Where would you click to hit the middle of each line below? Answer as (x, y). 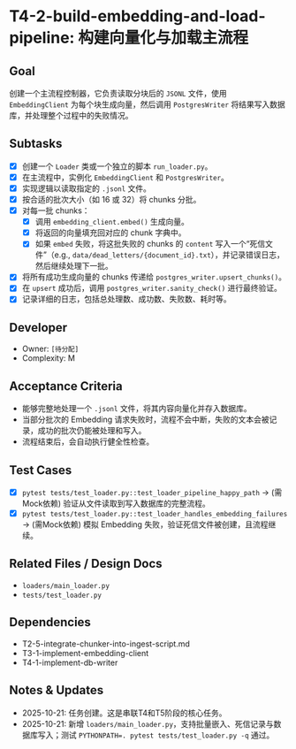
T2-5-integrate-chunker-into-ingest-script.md (106, 644)
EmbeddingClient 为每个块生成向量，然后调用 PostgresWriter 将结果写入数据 (147, 104)
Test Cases (41, 470)
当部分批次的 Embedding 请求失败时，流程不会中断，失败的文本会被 (145, 420)
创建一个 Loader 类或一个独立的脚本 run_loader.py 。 (117, 166)
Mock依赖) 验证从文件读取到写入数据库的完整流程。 (116, 503)
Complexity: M (48, 358)
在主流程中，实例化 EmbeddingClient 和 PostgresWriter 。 (125, 177)
